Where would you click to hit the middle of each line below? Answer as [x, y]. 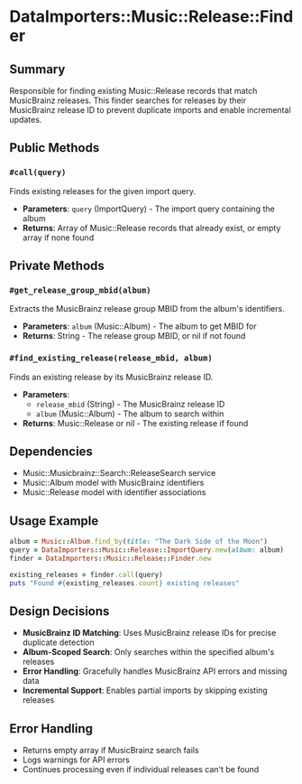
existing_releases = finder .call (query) [87, 574]
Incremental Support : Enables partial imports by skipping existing [145, 691]
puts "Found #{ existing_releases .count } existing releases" [125, 583]
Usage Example [54, 521]
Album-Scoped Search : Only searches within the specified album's [148, 652]
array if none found [58, 238]
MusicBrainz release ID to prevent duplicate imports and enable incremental [150, 110]
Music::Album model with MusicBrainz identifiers [113, 483]
